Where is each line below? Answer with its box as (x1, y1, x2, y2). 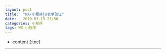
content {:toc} (12, 39, 41, 45)
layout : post (5, 7, 32, 12)
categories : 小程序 (5, 21, 43, 26)
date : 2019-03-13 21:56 (5, 16, 58, 21)
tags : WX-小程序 (5, 26, 37, 30)
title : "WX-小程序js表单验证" (5, 12, 64, 17)
